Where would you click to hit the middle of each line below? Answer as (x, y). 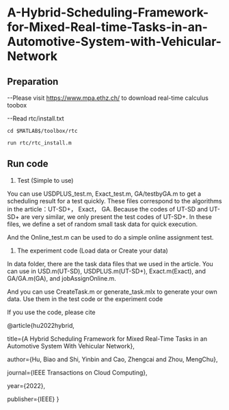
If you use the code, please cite (51, 312)
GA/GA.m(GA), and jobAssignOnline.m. (62, 278)
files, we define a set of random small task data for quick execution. (103, 224)
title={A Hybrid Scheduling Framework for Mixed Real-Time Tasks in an (107, 338)
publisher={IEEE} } (33, 399)
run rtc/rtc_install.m (39, 143)
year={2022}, (26, 385)
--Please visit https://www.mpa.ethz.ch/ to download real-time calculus (108, 98)
